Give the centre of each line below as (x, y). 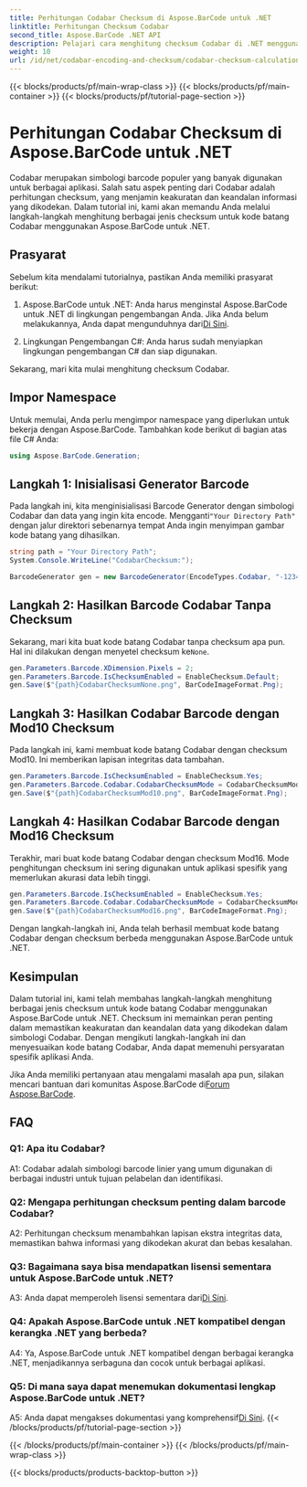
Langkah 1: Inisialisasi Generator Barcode (129, 484)
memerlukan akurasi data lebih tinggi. (80, 877)
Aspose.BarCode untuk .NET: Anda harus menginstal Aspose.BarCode (155, 304)
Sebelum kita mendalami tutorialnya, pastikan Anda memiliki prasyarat (142, 277)
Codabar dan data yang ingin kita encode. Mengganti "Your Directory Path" (153, 516)
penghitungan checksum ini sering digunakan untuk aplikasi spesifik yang (148, 868)
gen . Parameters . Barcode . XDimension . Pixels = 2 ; (102, 668)
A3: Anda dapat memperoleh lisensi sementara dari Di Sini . (119, 1298)
